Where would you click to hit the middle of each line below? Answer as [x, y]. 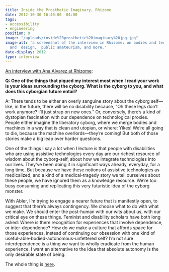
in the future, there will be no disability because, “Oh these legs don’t [86, 107]
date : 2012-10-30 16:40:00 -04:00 [41, 15]
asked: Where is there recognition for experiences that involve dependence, [84, 223]
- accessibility [22, 24]
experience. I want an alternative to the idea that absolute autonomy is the [82, 249]
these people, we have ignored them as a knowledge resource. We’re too [81, 181]
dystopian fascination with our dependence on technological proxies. [77, 117]
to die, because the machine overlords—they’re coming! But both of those [82, 133]
